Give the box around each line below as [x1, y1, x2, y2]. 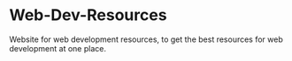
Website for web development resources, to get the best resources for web [9, 34, 283, 44]
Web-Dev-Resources [9, 5, 167, 25]
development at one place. [9, 43, 106, 53]
